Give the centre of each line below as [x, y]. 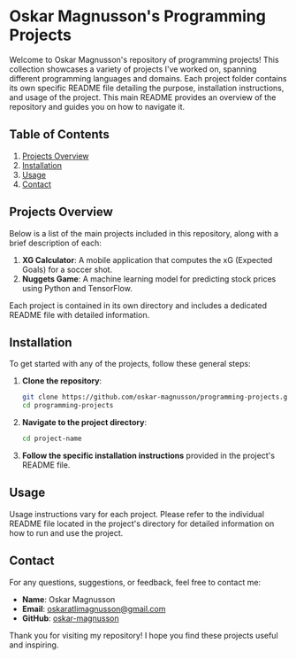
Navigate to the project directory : [84, 423]
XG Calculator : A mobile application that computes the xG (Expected [147, 260]
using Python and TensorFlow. [77, 288]
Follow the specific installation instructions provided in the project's [148, 455]
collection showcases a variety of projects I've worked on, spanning [133, 69]
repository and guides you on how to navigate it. [97, 106]
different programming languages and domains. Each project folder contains [148, 78]
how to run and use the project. [66, 532]
